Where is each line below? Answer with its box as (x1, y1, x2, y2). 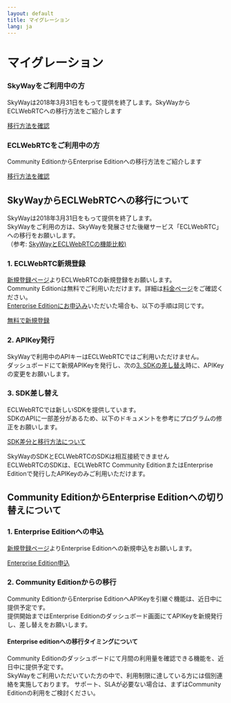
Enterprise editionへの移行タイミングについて (7, 637, 138, 646)
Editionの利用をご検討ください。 (7, 688, 100, 697)
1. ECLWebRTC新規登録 (7, 258, 86, 268)
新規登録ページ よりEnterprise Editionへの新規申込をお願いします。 (7, 543, 196, 552)
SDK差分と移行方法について (7, 437, 86, 445)
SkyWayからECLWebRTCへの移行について (7, 194, 190, 206)
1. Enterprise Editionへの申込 (7, 527, 104, 537)
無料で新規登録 (7, 316, 50, 325)
